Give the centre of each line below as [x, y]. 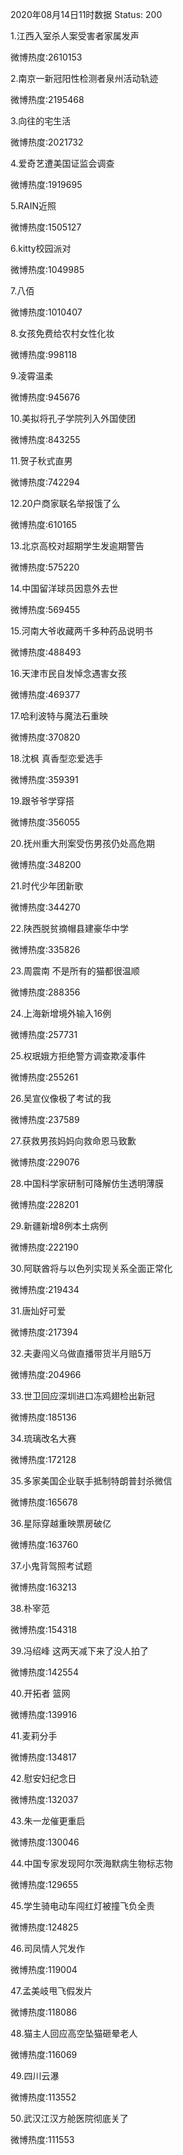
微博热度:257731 [44, 1034]
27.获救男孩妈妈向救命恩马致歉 [73, 1141]
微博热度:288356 [45, 992]
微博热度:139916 [44, 1714]
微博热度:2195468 [47, 99]
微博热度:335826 [45, 949]
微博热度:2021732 [47, 142]
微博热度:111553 [42, 2139]
